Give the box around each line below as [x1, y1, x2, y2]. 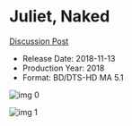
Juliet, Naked [9, 6, 110, 27]
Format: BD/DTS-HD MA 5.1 [22, 71, 124, 82]
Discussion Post [9, 36, 69, 46]
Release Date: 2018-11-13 [22, 53, 116, 63]
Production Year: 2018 [22, 63, 105, 73]
